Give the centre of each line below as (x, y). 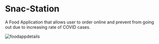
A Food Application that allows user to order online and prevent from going (79, 22)
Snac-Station (32, 9)
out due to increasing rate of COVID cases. (48, 27)
